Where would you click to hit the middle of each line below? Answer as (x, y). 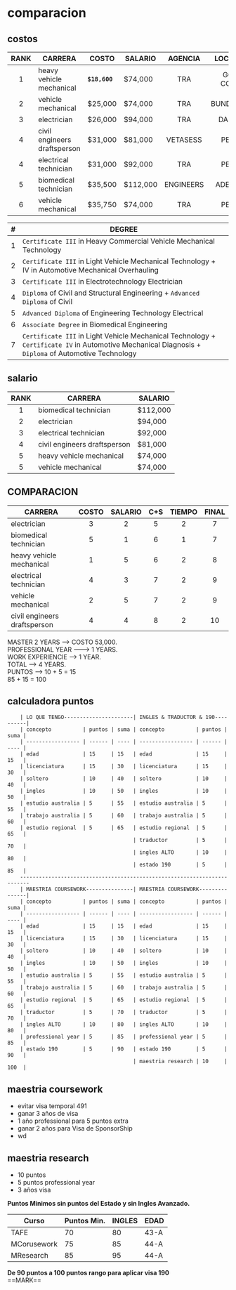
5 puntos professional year (56, 1183)
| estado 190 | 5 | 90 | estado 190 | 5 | (124, 1049)
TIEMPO (184, 512)
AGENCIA (184, 59)
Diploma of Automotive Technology (79, 354)
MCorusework (34, 1244)
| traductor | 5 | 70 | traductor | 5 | (124, 1013)
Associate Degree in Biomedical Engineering (95, 324)
